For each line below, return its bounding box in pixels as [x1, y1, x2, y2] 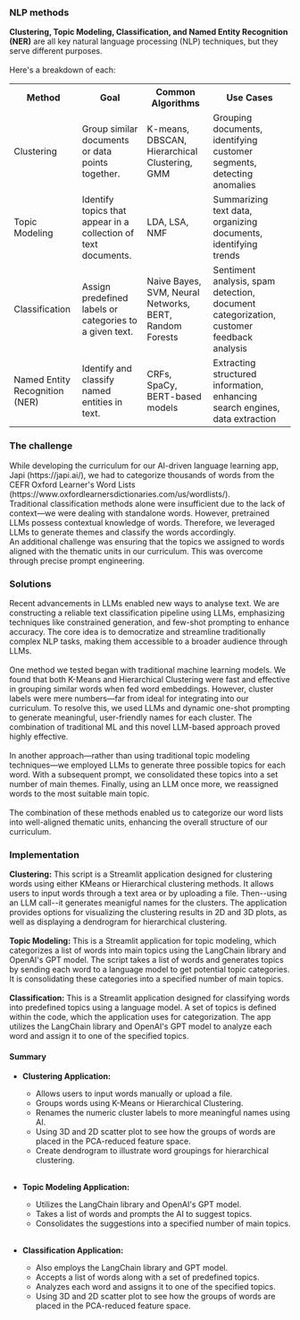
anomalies [212, 179, 256, 192]
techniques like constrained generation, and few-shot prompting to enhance [9, 616, 290, 628]
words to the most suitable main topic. [9, 788, 150, 799]
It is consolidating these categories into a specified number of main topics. [9, 973, 284, 984]
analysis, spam [212, 275, 276, 287]
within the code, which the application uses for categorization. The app [9, 1012, 271, 1023]
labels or [81, 303, 119, 315]
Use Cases [226, 91, 273, 104]
